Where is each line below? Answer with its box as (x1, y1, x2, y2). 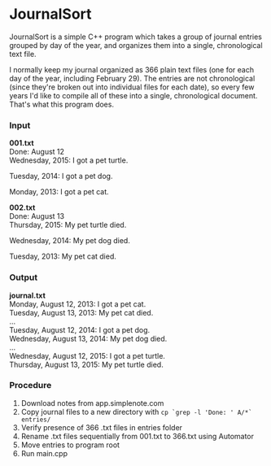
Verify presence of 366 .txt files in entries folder (20, 422, 182, 432)
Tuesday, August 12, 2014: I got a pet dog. (9, 324, 151, 334)
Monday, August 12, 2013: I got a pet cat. (9, 298, 146, 309)
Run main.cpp (20, 448, 68, 458)
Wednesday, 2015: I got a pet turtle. (9, 155, 129, 165)
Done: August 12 (9, 147, 64, 157)
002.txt (9, 203, 36, 212)
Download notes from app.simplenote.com (20, 398, 164, 407)
